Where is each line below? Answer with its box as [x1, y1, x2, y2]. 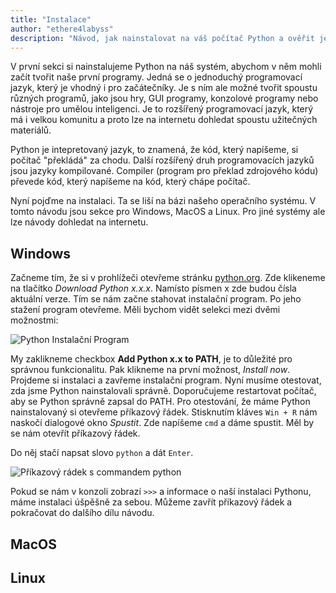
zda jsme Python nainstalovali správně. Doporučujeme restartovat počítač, [10, 385, 317, 397]
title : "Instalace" [10, 14, 92, 25]
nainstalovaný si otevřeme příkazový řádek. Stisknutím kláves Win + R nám [10, 406, 318, 418]
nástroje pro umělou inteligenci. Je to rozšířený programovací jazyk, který [10, 103, 314, 115]
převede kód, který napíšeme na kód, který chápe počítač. [10, 176, 251, 188]
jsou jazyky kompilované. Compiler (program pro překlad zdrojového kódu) [10, 165, 319, 177]
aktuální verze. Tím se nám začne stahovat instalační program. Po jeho [10, 293, 302, 305]
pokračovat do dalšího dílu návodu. [10, 507, 155, 519]
